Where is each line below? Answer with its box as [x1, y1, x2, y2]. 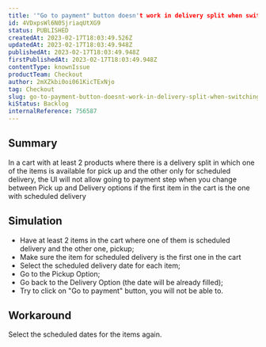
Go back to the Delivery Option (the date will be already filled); [19, 277, 224, 287]
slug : [8, 93, 26, 101]
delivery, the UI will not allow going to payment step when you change [8, 174, 237, 184]
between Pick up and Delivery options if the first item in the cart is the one [8, 183, 251, 193]
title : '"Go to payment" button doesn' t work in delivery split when [8, 11, 243, 20]
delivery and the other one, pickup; [19, 243, 135, 254]
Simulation [8, 215, 63, 228]
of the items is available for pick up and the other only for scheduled [8, 166, 231, 175]
